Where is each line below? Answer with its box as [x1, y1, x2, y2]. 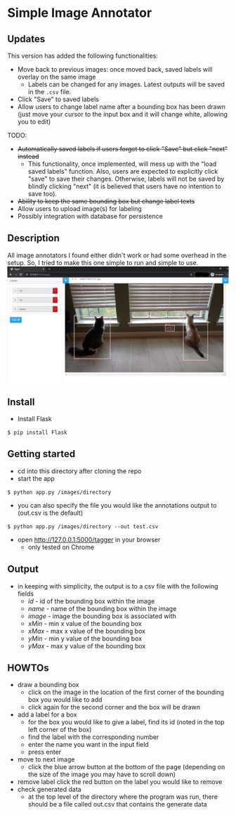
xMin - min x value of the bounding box [27, 619, 142, 627]
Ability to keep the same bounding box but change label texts [17, 197, 195, 205]
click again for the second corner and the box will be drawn [27, 703, 200, 712]
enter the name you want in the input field [27, 740, 149, 749]
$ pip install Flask [7, 429, 68, 436]
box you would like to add [27, 695, 103, 704]
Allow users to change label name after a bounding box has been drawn [17, 103, 226, 110]
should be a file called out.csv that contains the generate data [27, 800, 207, 809]
